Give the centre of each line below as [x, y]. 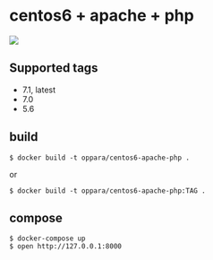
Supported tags [54, 68]
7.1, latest [39, 90]
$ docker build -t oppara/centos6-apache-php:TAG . [107, 191]
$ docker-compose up [48, 238]
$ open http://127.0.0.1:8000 [66, 247]
